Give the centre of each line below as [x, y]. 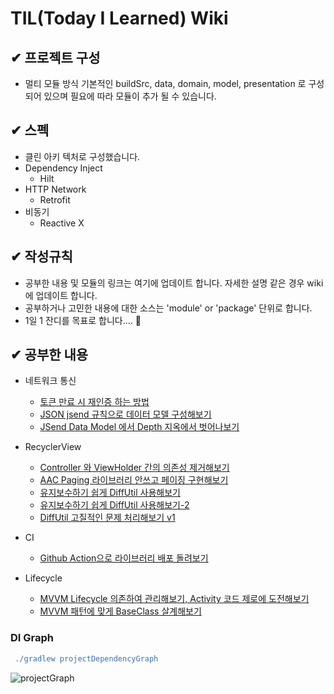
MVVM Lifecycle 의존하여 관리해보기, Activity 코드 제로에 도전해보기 [174, 599]
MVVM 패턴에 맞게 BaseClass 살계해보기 [120, 611]
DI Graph [32, 638]
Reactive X [62, 223]
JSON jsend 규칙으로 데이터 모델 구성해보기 [125, 414]
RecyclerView [53, 447]
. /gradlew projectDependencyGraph [86, 658]
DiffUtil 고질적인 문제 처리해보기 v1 [107, 518]
